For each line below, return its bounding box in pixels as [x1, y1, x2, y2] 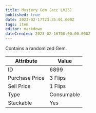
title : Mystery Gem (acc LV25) [5, 7, 72, 13]
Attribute [15, 57, 37, 64]
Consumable [49, 91, 81, 98]
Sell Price [8, 83, 31, 89]
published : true [5, 12, 40, 17]
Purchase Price [8, 75, 45, 81]
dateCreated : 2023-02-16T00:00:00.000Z [5, 31, 91, 36]
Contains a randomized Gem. [5, 46, 67, 51]
